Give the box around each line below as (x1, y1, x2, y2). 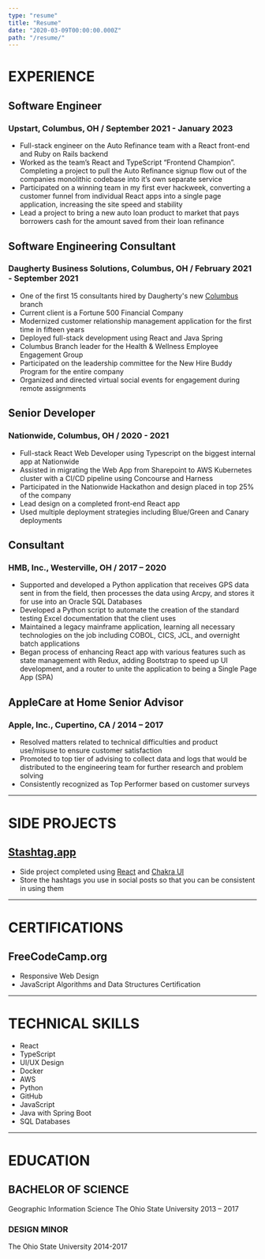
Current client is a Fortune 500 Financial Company (19, 308, 184, 317)
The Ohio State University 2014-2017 (8, 1242, 128, 1251)
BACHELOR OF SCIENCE (8, 1183, 129, 1196)
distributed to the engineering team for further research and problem (19, 762, 244, 772)
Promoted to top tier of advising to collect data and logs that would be (19, 753, 247, 764)
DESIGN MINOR (8, 1223, 69, 1234)
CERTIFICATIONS (8, 919, 124, 937)
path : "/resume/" (8, 33, 65, 42)
